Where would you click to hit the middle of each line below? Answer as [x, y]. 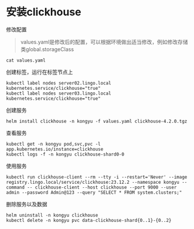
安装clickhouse [44, 12]
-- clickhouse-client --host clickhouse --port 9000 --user [102, 187]
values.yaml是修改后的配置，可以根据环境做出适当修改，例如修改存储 [104, 42]
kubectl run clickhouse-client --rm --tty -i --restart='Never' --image [97, 177]
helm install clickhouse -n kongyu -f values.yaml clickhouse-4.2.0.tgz [97, 121]
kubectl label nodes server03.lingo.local [59, 93]
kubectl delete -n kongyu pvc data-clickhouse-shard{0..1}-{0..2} [89, 220]
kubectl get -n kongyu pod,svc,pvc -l [53, 144]
